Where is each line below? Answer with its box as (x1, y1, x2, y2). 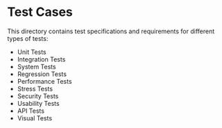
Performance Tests (17, 77, 72, 85)
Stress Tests (17, 84, 53, 93)
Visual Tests (17, 113, 53, 122)
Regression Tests (17, 70, 67, 78)
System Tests (17, 62, 57, 71)
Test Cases (7, 4, 73, 20)
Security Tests (17, 91, 59, 100)
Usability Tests (17, 99, 60, 107)
